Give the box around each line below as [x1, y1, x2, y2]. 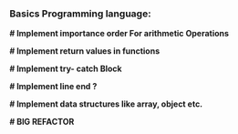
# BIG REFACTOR [9, 117, 75, 128]
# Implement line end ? [9, 81, 98, 92]
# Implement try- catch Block [9, 63, 122, 75]
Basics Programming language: [9, 7, 152, 20]
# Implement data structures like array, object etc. [9, 98, 203, 109]
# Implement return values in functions [9, 46, 160, 57]
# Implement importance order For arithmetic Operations [9, 28, 230, 39]
